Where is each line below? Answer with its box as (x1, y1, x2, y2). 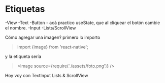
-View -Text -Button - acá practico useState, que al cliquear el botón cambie (5, 20, 160, 26)
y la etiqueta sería (5, 53, 41, 59)
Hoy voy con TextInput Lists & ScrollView (5, 72, 89, 78)
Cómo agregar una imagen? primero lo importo (5, 34, 100, 40)
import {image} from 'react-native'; (17, 44, 89, 50)
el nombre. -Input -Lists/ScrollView (5, 25, 76, 30)
